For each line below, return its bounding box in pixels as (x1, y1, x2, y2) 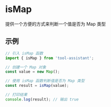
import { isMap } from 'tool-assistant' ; (5, 56, 94, 61)
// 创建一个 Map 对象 (5, 65, 47, 70)
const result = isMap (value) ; (5, 83, 69, 88)
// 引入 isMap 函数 (5, 50, 44, 56)
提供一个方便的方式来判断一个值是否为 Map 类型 (5, 21, 106, 27)
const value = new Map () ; (5, 69, 60, 74)
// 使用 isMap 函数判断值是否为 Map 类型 (5, 78, 85, 84)
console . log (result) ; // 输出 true (5, 97, 79, 102)
